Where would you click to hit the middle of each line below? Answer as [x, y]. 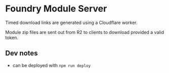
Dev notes [22, 53]
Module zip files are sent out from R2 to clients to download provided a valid [85, 32]
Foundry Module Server [56, 9]
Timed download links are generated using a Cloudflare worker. [71, 22]
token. [12, 37]
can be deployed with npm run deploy [52, 65]
